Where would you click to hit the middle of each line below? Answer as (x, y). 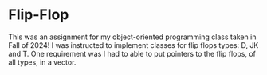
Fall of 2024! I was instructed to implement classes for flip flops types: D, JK (133, 45)
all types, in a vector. (42, 62)
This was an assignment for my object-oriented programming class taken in (132, 37)
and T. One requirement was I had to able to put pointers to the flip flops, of (132, 53)
